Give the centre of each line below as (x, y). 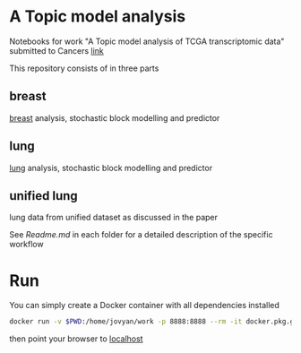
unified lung (43, 196)
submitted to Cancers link (57, 50)
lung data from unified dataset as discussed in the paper (113, 218)
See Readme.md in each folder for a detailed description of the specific (141, 235)
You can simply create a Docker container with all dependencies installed (145, 306)
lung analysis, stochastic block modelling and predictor (111, 168)
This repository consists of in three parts (84, 68)
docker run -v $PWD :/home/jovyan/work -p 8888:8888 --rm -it (126, 322)
